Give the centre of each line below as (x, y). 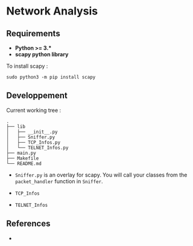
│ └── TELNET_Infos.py (37, 147)
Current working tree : (34, 110)
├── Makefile (23, 158)
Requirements (33, 34)
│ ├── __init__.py (32, 132)
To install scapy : (27, 66)
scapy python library (42, 54)
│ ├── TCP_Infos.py (33, 142)
